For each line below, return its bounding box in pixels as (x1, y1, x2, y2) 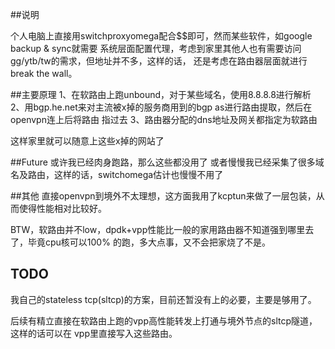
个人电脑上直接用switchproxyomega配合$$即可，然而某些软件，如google (10, 30, 313, 42)
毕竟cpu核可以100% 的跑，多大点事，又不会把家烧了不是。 (27, 236, 271, 248)
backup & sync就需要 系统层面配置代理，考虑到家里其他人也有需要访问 (10, 43, 302, 54)
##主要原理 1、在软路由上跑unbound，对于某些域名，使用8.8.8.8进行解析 (10, 89, 312, 100)
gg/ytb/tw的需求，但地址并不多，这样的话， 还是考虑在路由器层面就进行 (10, 55, 308, 67)
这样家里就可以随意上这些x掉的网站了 (10, 135, 165, 147)
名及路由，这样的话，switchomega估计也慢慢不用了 (10, 169, 224, 180)
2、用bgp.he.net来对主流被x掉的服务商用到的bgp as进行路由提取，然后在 (10, 101, 313, 113)
